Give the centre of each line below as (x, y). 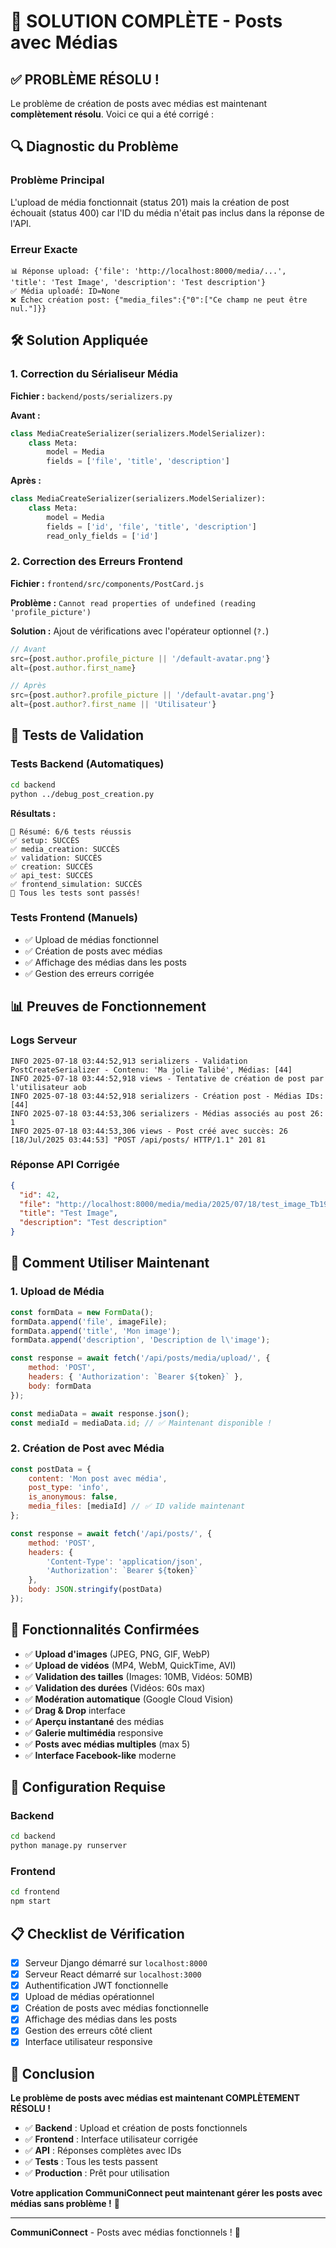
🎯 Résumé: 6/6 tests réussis (71, 831)
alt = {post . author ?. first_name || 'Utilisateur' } (113, 705)
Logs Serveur (44, 1040)
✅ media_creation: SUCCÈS (65, 849)
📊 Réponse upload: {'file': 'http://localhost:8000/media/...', (148, 271)
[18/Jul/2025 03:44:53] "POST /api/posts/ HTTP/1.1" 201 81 (138, 1140)
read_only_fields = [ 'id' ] (102, 536)
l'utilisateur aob (48, 1087)
